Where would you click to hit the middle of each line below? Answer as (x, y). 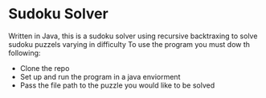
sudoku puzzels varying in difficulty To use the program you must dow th (129, 44)
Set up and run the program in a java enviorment (100, 76)
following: (25, 53)
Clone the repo (45, 68)
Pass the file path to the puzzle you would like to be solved (117, 85)
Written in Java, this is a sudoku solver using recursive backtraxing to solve (133, 36)
